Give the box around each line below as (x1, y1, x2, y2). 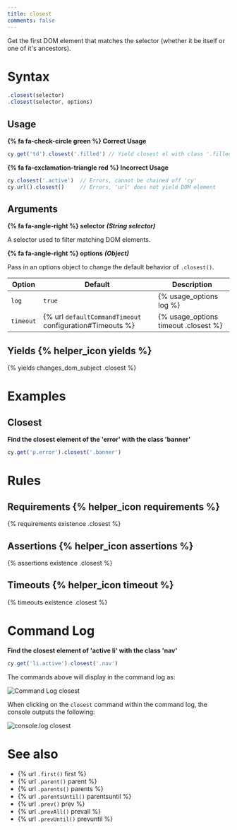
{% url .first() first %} (17, 769, 87, 778)
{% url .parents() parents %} (17, 784, 104, 793)
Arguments (7, 203, 59, 216)
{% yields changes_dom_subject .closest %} (7, 363, 137, 372)
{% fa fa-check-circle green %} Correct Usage (7, 137, 147, 145)
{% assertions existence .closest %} (7, 559, 113, 567)
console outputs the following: (7, 708, 95, 716)
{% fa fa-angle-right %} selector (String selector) (7, 222, 156, 230)
